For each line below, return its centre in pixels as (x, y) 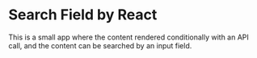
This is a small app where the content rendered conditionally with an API (128, 37)
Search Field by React (83, 15)
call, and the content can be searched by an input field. (100, 45)
